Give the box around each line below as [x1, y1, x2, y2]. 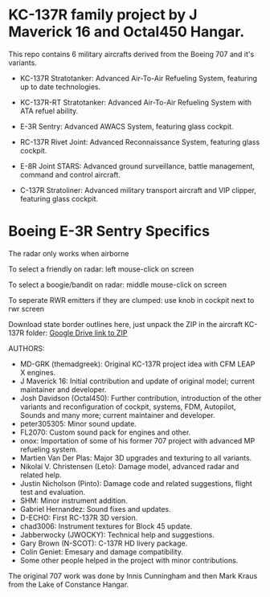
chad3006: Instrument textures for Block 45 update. [19, 521, 193, 531]
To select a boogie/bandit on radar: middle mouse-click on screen [8, 280, 227, 289]
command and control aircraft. [19, 170, 121, 179]
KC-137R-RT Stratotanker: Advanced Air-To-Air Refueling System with [19, 97, 252, 107]
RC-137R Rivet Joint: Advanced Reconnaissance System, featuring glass [19, 137, 260, 146]
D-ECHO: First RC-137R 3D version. [19, 513, 138, 522]
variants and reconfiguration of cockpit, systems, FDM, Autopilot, [19, 402, 236, 411]
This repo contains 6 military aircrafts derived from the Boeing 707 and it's [8, 49, 255, 59]
